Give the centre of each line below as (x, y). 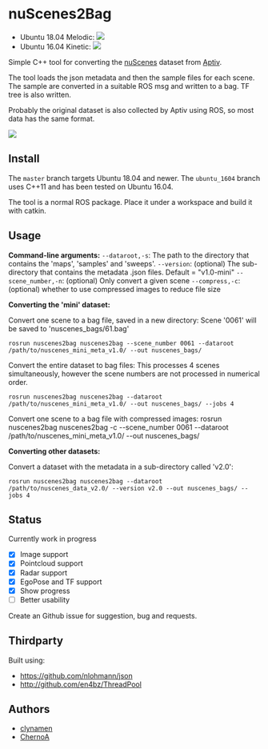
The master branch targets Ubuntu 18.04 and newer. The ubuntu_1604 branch (134, 178)
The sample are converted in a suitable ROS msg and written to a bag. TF (129, 86)
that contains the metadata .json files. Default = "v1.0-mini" (137, 272)
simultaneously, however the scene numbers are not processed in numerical (134, 374)
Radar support (44, 572)
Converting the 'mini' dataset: (59, 304)
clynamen (36, 728)
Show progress (45, 591)
